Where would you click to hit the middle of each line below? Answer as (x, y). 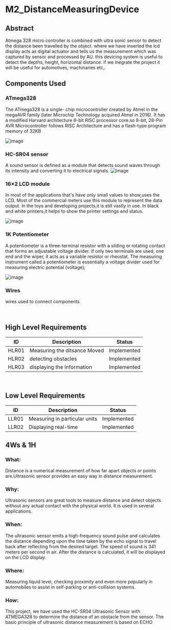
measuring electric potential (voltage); (45, 267)
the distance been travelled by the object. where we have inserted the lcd (82, 46)
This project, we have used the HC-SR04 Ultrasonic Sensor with (73, 612)
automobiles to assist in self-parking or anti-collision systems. (70, 587)
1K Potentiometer (27, 234)
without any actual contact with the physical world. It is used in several (80, 506)
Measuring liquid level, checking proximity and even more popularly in (79, 582)
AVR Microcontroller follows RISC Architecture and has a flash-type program (86, 126)
